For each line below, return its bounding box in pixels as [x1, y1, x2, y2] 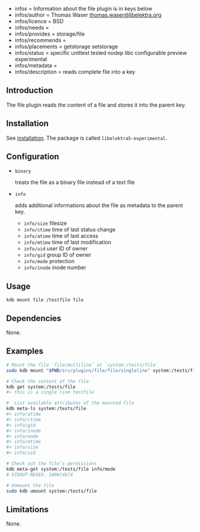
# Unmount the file [6, 482, 55, 489]
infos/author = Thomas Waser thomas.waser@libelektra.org [14, 11, 162, 18]
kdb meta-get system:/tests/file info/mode [6, 466, 116, 472]
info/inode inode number [23, 264, 86, 271]
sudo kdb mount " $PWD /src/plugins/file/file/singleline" [6, 367, 151, 374]
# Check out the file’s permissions [6, 461, 97, 467]
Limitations [6, 504, 49, 514]
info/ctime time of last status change [23, 226, 116, 233]
